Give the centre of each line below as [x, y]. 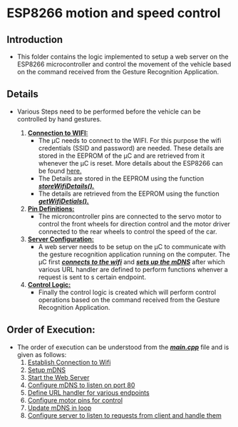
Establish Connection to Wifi [69, 362]
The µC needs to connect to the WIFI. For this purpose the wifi [130, 140]
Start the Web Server [58, 377]
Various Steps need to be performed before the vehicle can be [109, 111]
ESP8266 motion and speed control [114, 13]
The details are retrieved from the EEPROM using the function [129, 194]
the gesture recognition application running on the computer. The [134, 254]
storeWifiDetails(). [66, 186]
